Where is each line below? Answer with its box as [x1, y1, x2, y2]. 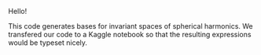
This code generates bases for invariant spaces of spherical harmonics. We [8, 22, 253, 30]
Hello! [8, 7, 28, 15]
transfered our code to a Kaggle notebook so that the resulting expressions [8, 30, 252, 39]
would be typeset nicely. [8, 38, 88, 47]
